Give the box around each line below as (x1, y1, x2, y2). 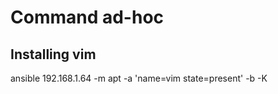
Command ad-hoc (10, 6, 165, 29)
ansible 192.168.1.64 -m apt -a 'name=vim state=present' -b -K (10, 72, 268, 84)
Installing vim (10, 46, 97, 63)
